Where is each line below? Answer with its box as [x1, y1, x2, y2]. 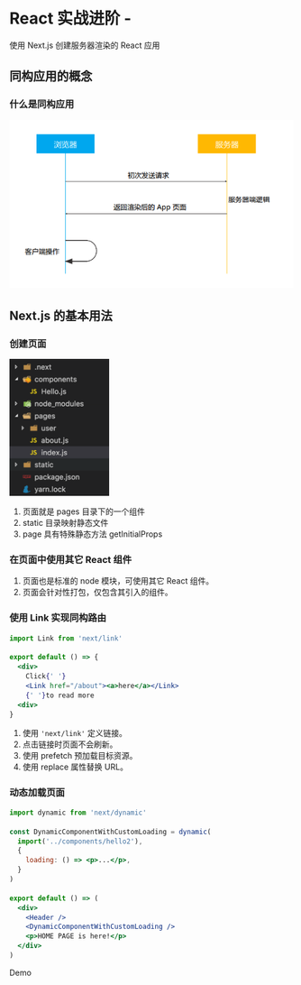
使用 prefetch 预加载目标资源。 [22, 750, 138, 760]
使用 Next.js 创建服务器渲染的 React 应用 [9, 40, 160, 51]
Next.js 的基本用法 [9, 308, 113, 323]
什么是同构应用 [9, 98, 75, 111]
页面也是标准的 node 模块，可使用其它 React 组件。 [22, 575, 214, 586]
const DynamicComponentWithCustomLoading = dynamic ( [9, 827, 212, 836]
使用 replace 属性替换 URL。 [22, 761, 129, 772]
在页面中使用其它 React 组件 [9, 554, 132, 566]
